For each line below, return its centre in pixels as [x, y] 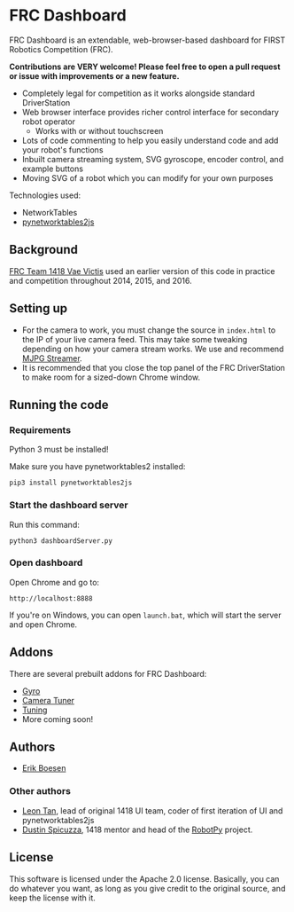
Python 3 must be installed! [59, 450]
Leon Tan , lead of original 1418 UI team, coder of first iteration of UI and [152, 810]
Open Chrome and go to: [54, 582]
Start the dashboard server [69, 505]
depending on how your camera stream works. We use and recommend [153, 349]
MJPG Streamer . [52, 358]
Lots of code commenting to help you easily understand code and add [150, 140]
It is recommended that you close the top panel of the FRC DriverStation [154, 367]
